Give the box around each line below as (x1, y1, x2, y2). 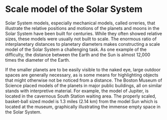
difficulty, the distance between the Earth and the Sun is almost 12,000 (5, 51, 151, 58)
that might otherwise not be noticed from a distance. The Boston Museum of (5, 77, 163, 83)
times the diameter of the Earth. (5, 57, 70, 63)
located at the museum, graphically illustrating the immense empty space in (5, 104, 161, 110)
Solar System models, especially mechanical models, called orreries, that (5, 20, 156, 26)
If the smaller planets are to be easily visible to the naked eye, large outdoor (5, 66, 161, 73)
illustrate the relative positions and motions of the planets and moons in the (5, 25, 160, 31)
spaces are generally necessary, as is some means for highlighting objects (5, 72, 159, 78)
